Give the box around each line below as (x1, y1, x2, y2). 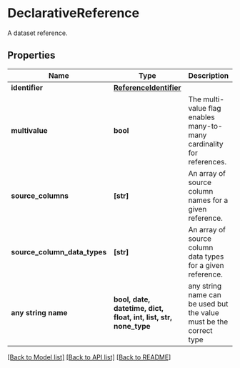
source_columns (11, 191, 69, 201)
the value (188, 307, 219, 317)
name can (188, 289, 221, 299)
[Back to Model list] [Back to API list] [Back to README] (7, 352, 171, 362)
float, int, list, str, (113, 312, 173, 322)
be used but (188, 299, 229, 309)
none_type (113, 321, 151, 331)
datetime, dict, (113, 303, 164, 313)
